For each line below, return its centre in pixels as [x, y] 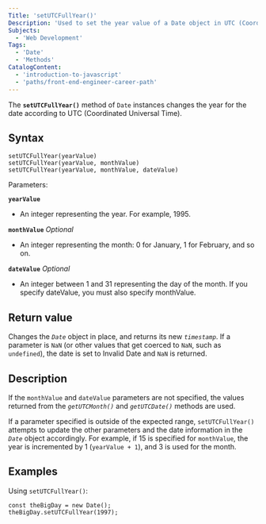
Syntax [26, 138]
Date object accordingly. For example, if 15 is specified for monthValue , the [128, 438]
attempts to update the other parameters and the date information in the [125, 430]
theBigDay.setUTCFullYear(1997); [63, 512]
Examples [33, 472]
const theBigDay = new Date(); [60, 505]
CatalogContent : [35, 67]
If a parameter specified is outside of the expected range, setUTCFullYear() [131, 421]
